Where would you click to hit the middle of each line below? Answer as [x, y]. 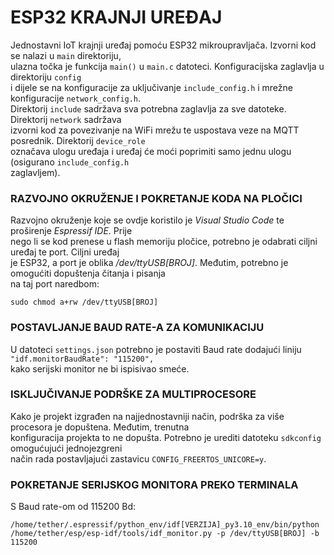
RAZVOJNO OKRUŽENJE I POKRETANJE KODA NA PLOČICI [156, 198]
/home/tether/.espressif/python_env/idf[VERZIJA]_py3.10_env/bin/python [165, 525]
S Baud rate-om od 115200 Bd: [73, 507]
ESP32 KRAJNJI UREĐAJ [116, 17]
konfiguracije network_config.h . [76, 98]
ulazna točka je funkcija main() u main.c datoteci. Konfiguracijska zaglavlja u [167, 66]
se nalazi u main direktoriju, [66, 55]
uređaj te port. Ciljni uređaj [65, 252]
